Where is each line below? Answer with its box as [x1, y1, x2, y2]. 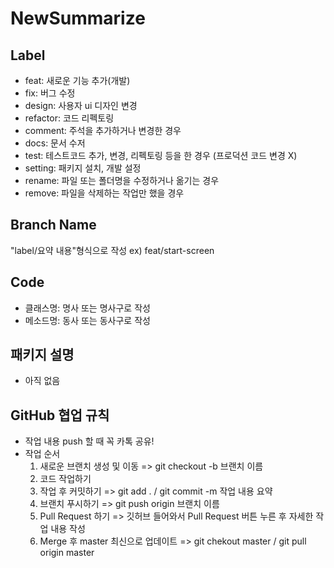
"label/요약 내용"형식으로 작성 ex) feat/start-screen [10, 244, 215, 256]
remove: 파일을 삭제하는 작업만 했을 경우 [24, 187, 185, 199]
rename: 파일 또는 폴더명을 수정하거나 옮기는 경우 [24, 175, 220, 186]
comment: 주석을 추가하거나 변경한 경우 [24, 125, 182, 136]
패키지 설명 [10, 347, 75, 364]
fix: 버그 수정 [24, 87, 76, 99]
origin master [39, 547, 95, 559]
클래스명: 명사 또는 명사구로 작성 [24, 302, 151, 314]
